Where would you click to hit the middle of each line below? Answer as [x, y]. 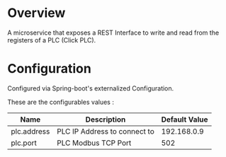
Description [106, 120]
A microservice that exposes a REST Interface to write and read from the [113, 33]
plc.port [24, 143]
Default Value [185, 120]
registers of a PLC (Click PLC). [52, 40]
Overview [36, 13]
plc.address [30, 131]
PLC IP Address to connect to [105, 131]
